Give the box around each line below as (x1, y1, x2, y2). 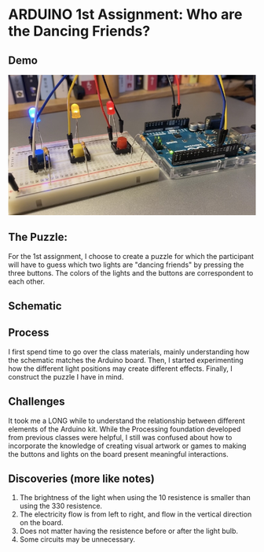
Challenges (8, 395, 65, 409)
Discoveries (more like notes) (8, 472, 155, 486)
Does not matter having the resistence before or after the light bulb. (19, 526, 238, 536)
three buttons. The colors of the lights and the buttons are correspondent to (8, 268, 254, 277)
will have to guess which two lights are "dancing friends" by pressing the (8, 260, 244, 269)
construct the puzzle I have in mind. (8, 372, 124, 381)
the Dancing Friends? (8, 22, 151, 40)
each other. (8, 276, 46, 286)
